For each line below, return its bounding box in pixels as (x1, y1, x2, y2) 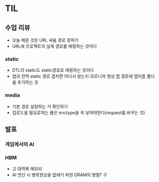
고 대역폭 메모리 (12, 166, 42, 172)
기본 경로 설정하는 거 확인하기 (12, 103, 68, 109)
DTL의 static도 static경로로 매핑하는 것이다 (12, 67, 94, 73)
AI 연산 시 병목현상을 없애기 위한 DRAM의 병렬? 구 (12, 172, 108, 178)
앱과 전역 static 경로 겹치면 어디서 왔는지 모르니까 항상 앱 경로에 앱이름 (12, 73, 146, 79)
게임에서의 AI (5, 141, 34, 148)
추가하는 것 (17, 80, 38, 85)
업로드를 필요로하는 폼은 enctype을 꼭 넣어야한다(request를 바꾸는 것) (12, 110, 145, 116)
